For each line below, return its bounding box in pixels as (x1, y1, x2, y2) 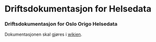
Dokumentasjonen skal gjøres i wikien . (4, 31, 82, 37)
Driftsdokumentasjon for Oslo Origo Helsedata (4, 21, 118, 28)
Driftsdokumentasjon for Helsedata (4, 3, 152, 14)
